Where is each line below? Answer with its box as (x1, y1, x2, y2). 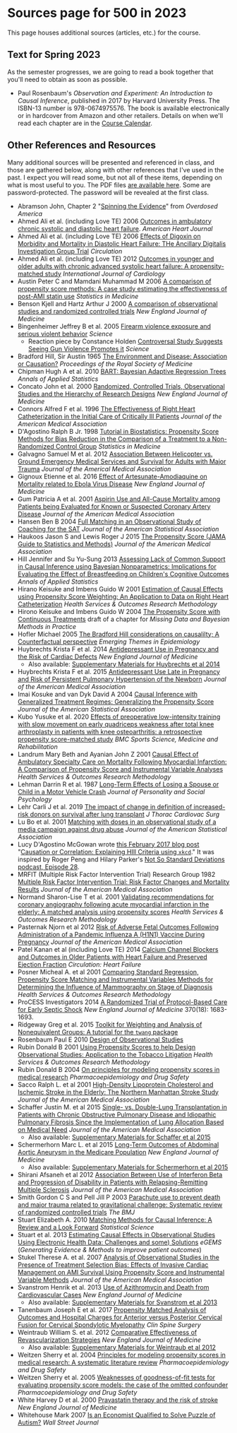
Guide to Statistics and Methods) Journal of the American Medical (17, 539, 211, 548)
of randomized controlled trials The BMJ (17, 1208, 135, 1216)
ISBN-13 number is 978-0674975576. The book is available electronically (17, 104, 230, 112)
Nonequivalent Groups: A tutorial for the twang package (17, 1027, 178, 1036)
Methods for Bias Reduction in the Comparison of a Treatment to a (17, 435, 211, 443)
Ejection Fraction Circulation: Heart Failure (17, 960, 142, 969)
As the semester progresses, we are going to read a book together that (7, 67, 214, 76)
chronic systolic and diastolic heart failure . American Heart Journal (17, 224, 213, 232)
